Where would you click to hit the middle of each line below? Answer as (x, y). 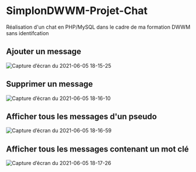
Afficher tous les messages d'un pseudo (81, 116)
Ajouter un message (44, 52)
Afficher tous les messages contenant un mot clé (97, 149)
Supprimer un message (50, 84)
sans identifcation (27, 33)
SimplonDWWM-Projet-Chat (77, 11)
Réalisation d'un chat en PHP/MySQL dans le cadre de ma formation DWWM (98, 27)
